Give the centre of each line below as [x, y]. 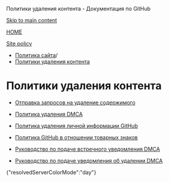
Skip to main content [32, 20]
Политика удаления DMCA [49, 114]
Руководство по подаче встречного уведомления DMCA [87, 149]
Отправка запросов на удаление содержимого [75, 102]
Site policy [19, 44]
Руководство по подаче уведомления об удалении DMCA [89, 160]
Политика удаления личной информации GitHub [76, 126]
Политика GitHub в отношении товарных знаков [76, 137]
